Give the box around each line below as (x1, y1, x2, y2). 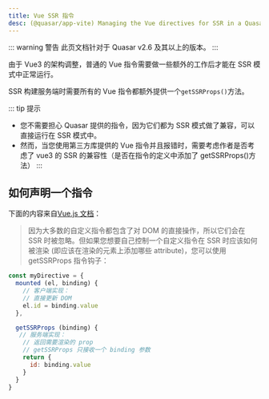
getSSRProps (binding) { (15, 324, 98, 332)
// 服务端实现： (18, 331, 66, 339)
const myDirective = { (8, 272, 84, 280)
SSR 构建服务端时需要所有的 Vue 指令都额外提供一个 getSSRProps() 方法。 (8, 86, 249, 96)
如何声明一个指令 (8, 186, 93, 199)
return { (22, 353, 52, 361)
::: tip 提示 (8, 103, 42, 113)
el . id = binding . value (22, 301, 98, 309)
